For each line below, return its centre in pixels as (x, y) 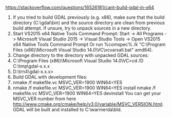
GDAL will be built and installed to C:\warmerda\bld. (67, 110)
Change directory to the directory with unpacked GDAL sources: (81, 55)
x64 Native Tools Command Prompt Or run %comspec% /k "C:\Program (89, 44)
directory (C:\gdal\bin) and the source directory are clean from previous (89, 23)
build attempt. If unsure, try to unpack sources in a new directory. (82, 28)
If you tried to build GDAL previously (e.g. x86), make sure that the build (89, 17)
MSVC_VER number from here (44, 99)
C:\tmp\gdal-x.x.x (31, 66)
